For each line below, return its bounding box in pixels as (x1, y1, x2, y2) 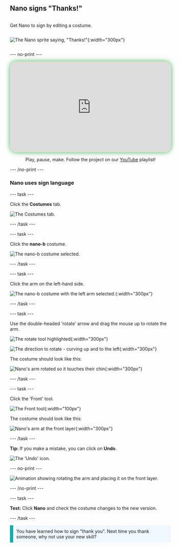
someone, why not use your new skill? (16, 534, 97, 540)
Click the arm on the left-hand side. (10, 280, 85, 287)
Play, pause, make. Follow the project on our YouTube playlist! (25, 157, 156, 163)
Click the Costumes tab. (10, 201, 62, 207)
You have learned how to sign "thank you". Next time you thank (16, 528, 149, 534)
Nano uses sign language (10, 179, 75, 186)
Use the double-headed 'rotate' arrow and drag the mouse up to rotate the (10, 320, 167, 327)
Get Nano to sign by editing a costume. (10, 22, 93, 28)
